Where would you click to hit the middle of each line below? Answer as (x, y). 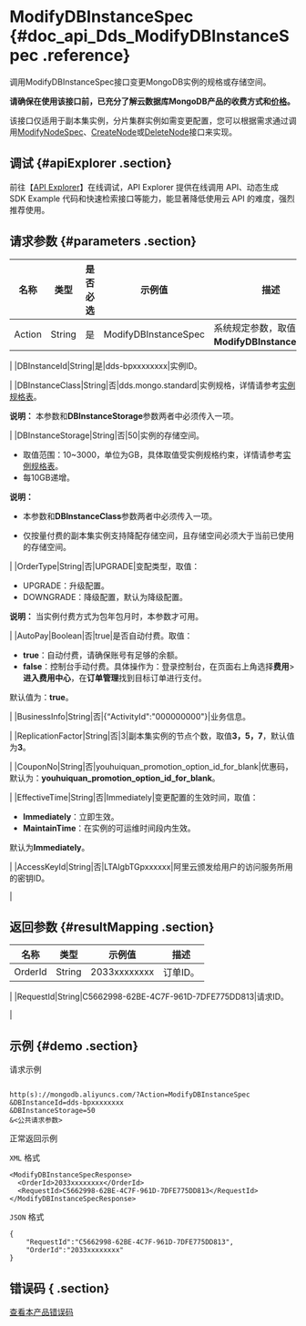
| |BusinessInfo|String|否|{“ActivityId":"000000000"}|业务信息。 (130, 716)
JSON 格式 (27, 1217)
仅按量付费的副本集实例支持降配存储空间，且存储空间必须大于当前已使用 (158, 535)
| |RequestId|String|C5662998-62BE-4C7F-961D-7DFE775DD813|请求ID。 (149, 997)
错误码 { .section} (60, 1288)
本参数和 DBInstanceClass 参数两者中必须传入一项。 (120, 515)
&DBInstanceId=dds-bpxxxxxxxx (67, 1103)
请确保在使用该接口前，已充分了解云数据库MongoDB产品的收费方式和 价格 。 (153, 101)
